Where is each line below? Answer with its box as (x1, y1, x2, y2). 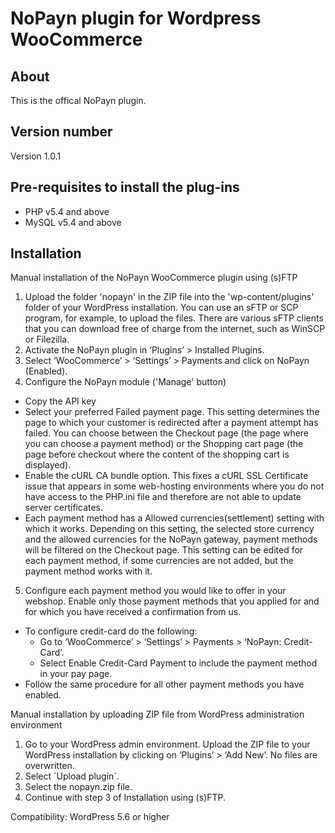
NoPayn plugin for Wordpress (10, 7, 262, 30)
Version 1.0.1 (10, 150, 62, 162)
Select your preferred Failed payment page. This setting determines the (24, 406, 320, 418)
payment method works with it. (24, 565, 153, 577)
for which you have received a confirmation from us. (24, 606, 242, 618)
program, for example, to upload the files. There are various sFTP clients (24, 312, 324, 324)
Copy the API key (24, 395, 97, 407)
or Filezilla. (24, 333, 70, 346)
